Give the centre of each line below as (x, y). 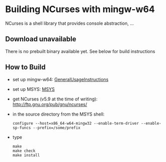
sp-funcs (22, 128)
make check (24, 151)
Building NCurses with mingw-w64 (80, 9)
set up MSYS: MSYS (33, 89)
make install (26, 155)
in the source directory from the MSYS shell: (58, 114)
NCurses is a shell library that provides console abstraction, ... (70, 23)
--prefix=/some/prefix (57, 128)
